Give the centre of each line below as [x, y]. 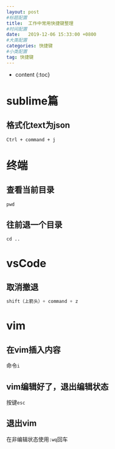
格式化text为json [38, 125]
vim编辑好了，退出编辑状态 [57, 387]
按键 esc [16, 402]
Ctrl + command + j [31, 140]
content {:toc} [33, 74]
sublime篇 [33, 101]
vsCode [26, 263]
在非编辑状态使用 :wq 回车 [37, 439]
